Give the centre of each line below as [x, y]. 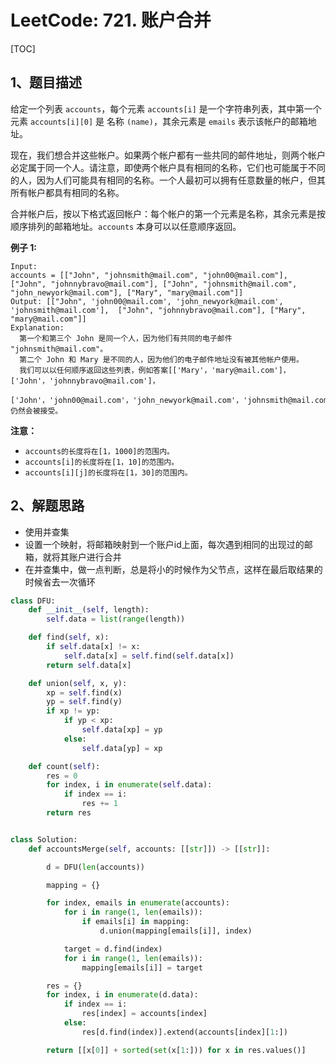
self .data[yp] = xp [122, 748]
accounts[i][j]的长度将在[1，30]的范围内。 [108, 472]
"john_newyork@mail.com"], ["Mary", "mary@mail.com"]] [127, 292]
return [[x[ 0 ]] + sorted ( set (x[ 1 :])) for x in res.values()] [176, 1050]
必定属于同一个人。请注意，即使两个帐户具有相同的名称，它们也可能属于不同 [168, 167]
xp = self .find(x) [84, 692]
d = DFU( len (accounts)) [95, 867]
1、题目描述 [46, 82]
